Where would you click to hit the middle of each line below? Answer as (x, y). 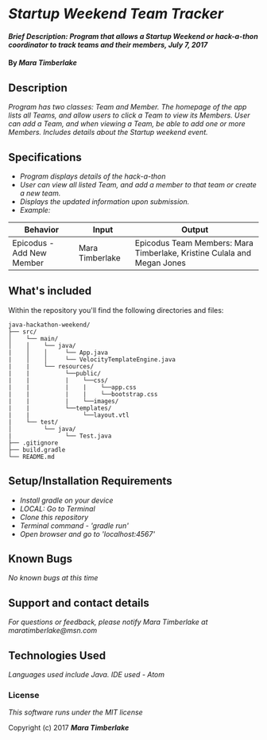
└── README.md (32, 457)
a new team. (40, 193)
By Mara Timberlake (43, 63)
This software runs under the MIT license (75, 712)
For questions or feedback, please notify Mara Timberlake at (108, 622)
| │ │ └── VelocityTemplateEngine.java (92, 359)
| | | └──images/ (64, 401)
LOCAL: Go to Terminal (57, 508)
